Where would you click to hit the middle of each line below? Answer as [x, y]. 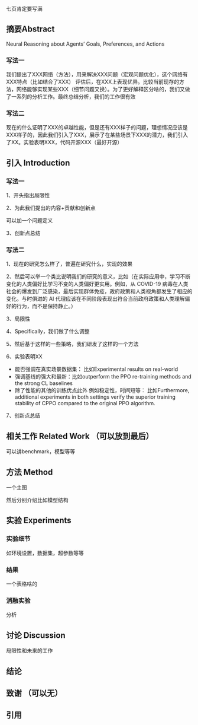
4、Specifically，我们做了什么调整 [48, 332]
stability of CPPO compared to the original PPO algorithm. [85, 403]
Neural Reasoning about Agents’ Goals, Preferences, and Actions [85, 44]
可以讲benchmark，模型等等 [41, 451]
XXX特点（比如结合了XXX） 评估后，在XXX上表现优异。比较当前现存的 [92, 82]
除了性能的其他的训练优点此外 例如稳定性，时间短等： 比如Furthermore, [102, 390]
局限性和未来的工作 [30, 651]
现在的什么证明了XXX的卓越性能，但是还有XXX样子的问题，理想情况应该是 [97, 128]
